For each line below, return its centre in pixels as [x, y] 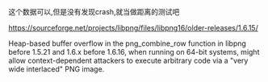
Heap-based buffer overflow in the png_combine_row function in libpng [127, 43]
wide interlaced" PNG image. [57, 69]
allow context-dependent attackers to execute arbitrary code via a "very [128, 60]
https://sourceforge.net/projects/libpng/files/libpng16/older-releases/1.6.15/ [133, 28]
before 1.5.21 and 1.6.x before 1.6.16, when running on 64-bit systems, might [134, 52]
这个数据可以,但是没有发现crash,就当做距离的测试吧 [94, 12]
